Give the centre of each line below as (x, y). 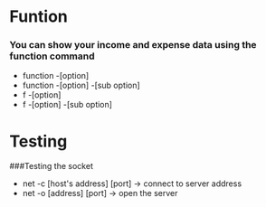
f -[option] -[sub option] (67, 105)
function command (52, 56)
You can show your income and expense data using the (133, 45)
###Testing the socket (51, 166)
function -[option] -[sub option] (81, 85)
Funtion (38, 17)
